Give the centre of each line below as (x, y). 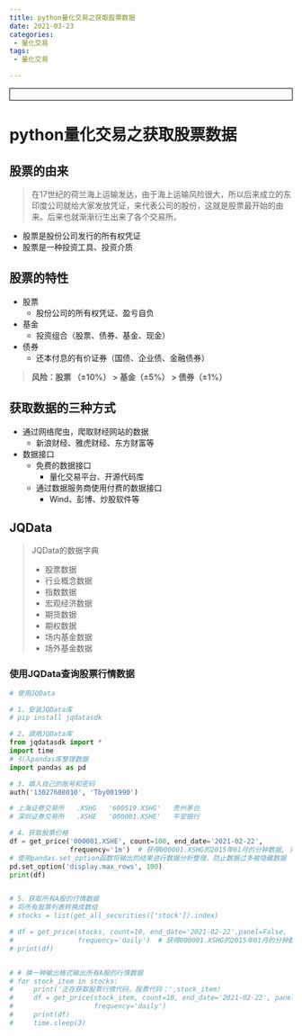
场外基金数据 (68, 648)
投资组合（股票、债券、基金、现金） (103, 335)
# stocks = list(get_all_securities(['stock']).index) (114, 916)
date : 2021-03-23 (42, 26)
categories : (31, 34)
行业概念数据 (68, 581)
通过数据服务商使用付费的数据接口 (99, 488)
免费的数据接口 (63, 465)
